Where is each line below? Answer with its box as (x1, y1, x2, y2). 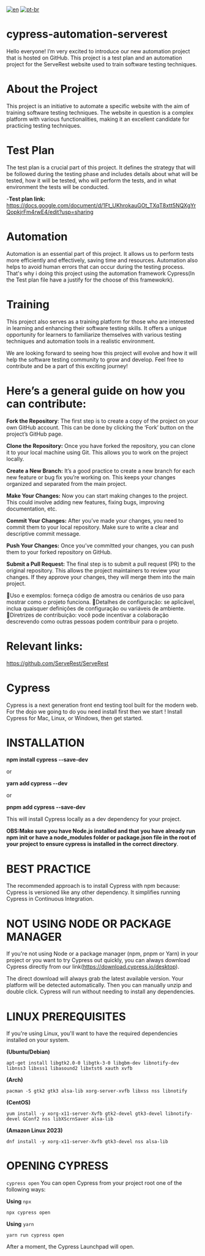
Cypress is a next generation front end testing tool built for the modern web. (6, 701, 198, 709)
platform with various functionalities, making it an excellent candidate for (6, 115, 190, 123)
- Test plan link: (6, 195, 46, 202)
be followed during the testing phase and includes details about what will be (6, 170, 198, 177)
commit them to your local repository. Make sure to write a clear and (6, 523, 179, 531)
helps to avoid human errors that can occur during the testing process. (6, 263, 185, 270)
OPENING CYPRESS (6, 1159, 109, 1173)
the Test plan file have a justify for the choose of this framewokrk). (6, 276, 174, 283)
